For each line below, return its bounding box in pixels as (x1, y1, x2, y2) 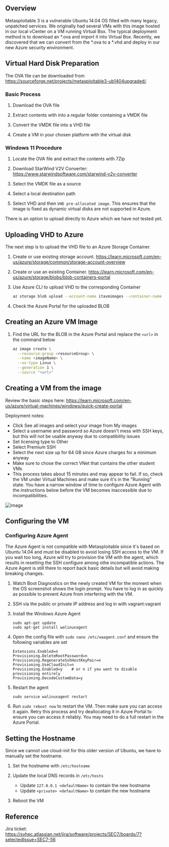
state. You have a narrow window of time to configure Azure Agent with (12, 482, 161, 488)
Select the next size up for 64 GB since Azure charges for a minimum (12, 449, 156, 455)
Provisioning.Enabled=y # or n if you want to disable (12, 667, 137, 672)
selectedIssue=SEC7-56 (5, 836, 56, 843)
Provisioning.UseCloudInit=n (12, 662, 74, 668)
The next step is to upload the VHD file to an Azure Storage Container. (5, 244, 151, 250)
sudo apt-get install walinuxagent (12, 625, 88, 630)
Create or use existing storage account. (12, 253, 95, 260)
